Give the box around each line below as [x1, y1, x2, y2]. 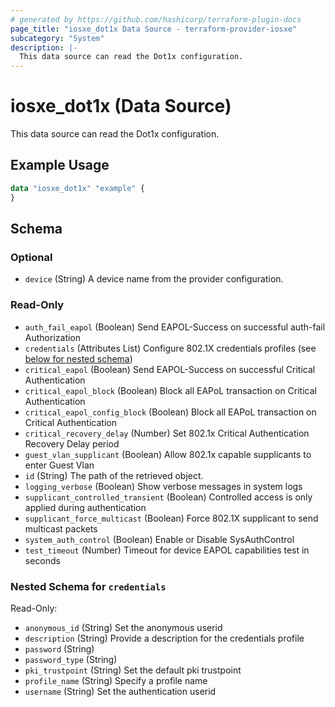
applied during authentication [24, 501, 147, 513]
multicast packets [24, 522, 98, 535]
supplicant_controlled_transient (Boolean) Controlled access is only [24, 491, 313, 503]
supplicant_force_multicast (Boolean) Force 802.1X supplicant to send [24, 512, 319, 524]
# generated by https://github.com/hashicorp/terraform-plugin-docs [10, 14, 302, 25]
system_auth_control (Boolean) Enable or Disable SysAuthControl [24, 533, 295, 545]
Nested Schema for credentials [10, 579, 167, 593]
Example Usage [10, 157, 110, 174]
